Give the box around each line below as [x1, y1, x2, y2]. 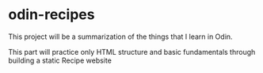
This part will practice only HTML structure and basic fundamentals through [8, 47, 256, 56]
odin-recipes [8, 6, 95, 24]
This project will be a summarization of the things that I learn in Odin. [8, 32, 233, 41]
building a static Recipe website [8, 56, 112, 65]
